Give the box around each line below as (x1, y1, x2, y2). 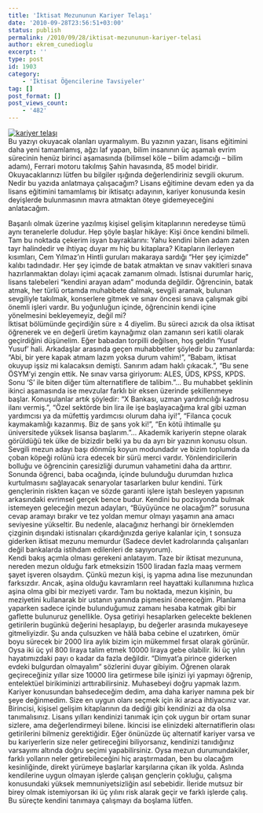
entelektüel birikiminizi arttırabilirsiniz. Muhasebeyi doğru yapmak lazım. (8, 678, 241, 688)
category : (8, 70, 41, 78)
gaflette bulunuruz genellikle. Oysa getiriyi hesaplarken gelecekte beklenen (8, 612, 252, 621)
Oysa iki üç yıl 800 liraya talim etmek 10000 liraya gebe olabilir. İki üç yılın (8, 645, 246, 654)
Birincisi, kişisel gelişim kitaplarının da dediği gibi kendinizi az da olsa (8, 704, 232, 713)
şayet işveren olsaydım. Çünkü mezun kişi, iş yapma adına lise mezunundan (8, 570, 253, 579)
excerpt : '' (8, 48, 47, 56)
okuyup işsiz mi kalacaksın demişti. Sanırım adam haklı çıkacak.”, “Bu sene (8, 361, 249, 370)
